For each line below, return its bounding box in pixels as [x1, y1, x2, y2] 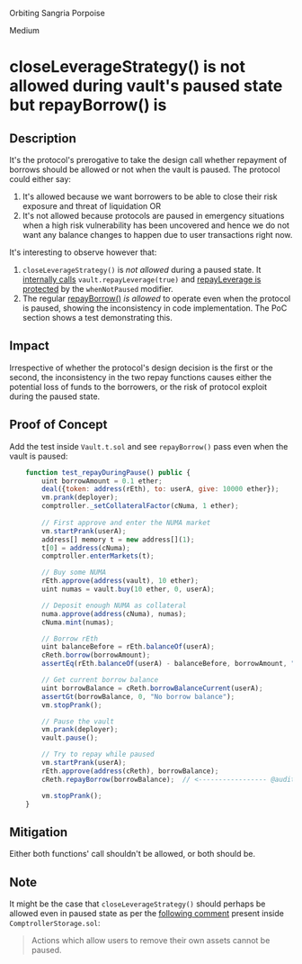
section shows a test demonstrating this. [22, 313, 173, 323]
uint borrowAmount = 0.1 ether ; [41, 477, 164, 486]
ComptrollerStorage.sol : [9, 918, 101, 928]
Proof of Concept [9, 417, 108, 432]
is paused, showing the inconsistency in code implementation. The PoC [22, 303, 288, 314]
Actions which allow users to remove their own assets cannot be [31, 935, 271, 945]
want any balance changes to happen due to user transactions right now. [22, 230, 293, 240]
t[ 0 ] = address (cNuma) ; [41, 543, 130, 552]
